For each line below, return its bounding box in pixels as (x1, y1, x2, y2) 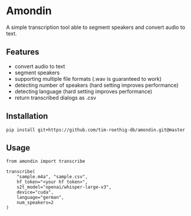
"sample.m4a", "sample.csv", (16, 174, 88, 180)
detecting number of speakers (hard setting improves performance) (14, 81, 179, 89)
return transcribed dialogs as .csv (14, 94, 96, 101)
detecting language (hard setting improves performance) (14, 87, 153, 95)
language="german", (16, 195, 65, 201)
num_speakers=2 (16, 199, 54, 206)
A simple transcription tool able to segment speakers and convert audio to (6, 24, 186, 31)
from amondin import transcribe (6, 158, 85, 165)
